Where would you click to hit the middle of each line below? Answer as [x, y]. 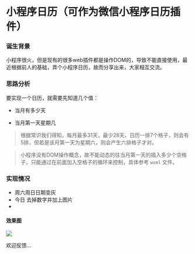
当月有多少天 [30, 110]
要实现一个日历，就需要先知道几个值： [52, 98]
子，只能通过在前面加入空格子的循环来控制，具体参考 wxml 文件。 [99, 162]
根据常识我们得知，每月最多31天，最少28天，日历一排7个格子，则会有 [105, 135]
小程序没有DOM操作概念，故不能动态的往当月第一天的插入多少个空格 [104, 155]
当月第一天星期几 [35, 123]
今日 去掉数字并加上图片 [44, 200]
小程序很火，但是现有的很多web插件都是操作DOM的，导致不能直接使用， [94, 60]
